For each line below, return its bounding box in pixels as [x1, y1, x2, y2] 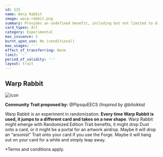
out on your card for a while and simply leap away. [5, 137, 106, 142]
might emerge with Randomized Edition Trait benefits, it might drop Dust [5, 121, 149, 127]
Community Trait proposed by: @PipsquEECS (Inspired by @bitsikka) [5, 102, 146, 107]
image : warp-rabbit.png [5, 16, 53, 21]
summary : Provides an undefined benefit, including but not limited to [5, 20, 153, 26]
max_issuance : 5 [5, 35, 38, 39]
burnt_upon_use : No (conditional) [5, 39, 75, 44]
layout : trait [5, 61, 34, 66]
